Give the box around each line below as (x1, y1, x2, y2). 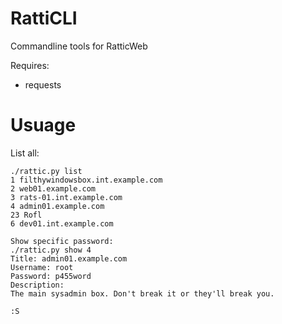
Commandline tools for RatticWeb (10, 40, 148, 52)
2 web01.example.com (10, 183, 97, 194)
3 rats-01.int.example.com (10, 192, 123, 202)
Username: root (10, 262, 74, 272)
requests (24, 78, 62, 91)
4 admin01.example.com (10, 201, 105, 211)
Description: (10, 280, 65, 290)
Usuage (10, 114, 77, 137)
